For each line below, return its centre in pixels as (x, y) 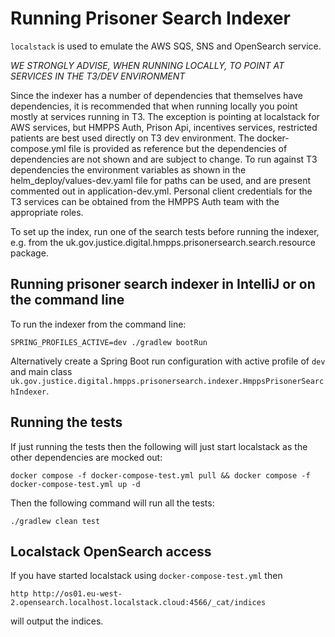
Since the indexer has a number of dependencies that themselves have (156, 95)
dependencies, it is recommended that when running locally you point (154, 106)
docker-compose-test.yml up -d (75, 484)
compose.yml (38, 148)
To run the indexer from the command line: (98, 324)
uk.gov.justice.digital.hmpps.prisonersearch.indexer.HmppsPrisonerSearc (167, 381)
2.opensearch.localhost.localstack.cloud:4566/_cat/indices (138, 603)
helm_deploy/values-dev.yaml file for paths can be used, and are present (160, 180)
